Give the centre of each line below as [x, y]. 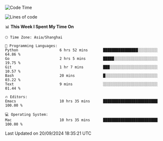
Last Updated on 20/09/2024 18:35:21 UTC [48, 133]
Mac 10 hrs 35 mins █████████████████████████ [81, 120]
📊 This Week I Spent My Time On [39, 26]
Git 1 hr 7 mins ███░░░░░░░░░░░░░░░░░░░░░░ [81, 67]
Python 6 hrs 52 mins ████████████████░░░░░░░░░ [81, 50]
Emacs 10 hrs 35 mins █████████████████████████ [81, 101]
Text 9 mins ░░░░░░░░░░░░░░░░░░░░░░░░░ [81, 84]
